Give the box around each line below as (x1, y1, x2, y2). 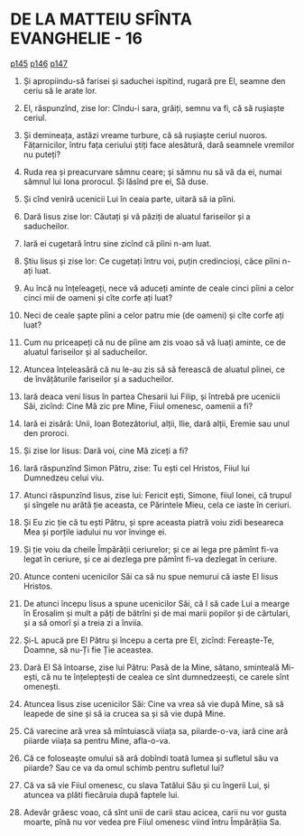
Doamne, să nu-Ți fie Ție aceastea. (23, 644, 154, 655)
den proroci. (23, 427, 69, 438)
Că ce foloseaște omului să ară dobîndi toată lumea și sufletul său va (23, 752, 279, 763)
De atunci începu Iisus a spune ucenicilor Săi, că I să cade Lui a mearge (23, 598, 290, 608)
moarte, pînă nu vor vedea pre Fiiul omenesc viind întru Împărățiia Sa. (23, 816, 282, 827)
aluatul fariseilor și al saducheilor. (23, 346, 148, 357)
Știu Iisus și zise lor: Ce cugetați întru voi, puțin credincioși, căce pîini (23, 255, 281, 266)
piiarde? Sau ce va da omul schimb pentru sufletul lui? (23, 762, 225, 773)
